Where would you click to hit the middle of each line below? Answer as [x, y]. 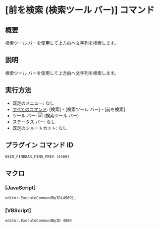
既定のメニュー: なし [33, 103]
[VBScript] [18, 211]
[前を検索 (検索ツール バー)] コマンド [80, 10]
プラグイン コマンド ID [39, 145]
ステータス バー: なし [34, 122]
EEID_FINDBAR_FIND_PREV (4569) [37, 157]
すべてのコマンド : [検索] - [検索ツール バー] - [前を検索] [69, 109]
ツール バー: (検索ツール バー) [46, 115]
